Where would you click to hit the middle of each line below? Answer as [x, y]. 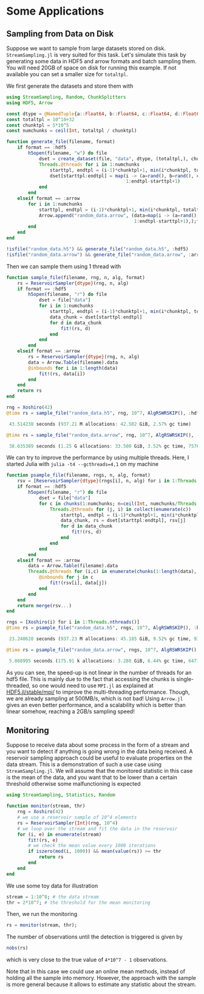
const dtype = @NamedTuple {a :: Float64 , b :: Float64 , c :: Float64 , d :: [95, 114]
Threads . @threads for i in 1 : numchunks [89, 164]
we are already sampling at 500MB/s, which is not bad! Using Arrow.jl [95, 698]
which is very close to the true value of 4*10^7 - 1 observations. [87, 960]
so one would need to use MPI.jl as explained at [93, 685]
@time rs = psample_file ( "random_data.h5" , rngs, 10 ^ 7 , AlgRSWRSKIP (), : [102, 628]
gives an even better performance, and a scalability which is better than [96, 705]
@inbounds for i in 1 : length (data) [73, 368]
